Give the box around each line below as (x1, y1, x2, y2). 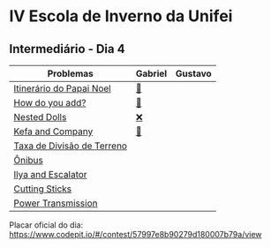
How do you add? (13, 97, 87, 109)
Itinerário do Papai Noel (13, 82, 112, 94)
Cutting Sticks (13, 183, 72, 195)
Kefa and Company (13, 125, 94, 138)
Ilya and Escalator (13, 169, 87, 180)
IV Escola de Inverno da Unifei (9, 6, 233, 26)
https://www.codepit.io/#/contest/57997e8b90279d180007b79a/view (9, 229, 262, 239)
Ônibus (13, 154, 44, 166)
